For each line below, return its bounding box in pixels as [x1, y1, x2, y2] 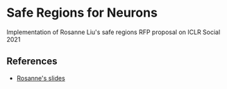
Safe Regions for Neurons [6, 5, 158, 21]
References [6, 56, 58, 67]
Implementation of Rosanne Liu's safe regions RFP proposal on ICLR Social [6, 28, 221, 36]
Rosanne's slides [16, 74, 65, 82]
